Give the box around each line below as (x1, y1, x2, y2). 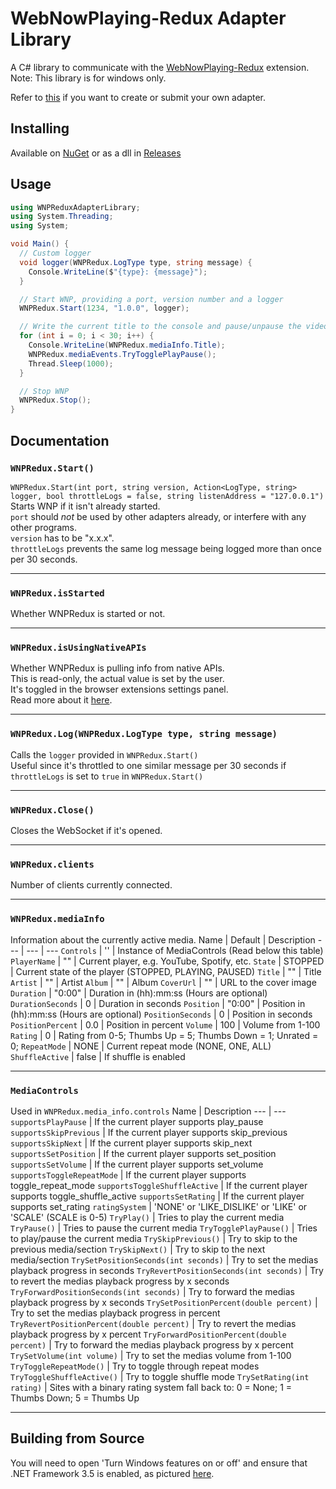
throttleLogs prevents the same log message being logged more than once (10, 542, 322, 554)
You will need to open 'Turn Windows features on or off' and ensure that (10, 1457, 308, 1469)
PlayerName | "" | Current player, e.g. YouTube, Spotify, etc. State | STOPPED (10, 955, 325, 967)
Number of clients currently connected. (10, 879, 173, 891)
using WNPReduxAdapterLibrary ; (10, 202, 141, 212)
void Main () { (10, 239, 70, 249)
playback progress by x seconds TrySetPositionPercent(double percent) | (10, 1296, 318, 1308)
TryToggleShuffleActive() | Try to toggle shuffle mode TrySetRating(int (10, 1370, 310, 1382)
